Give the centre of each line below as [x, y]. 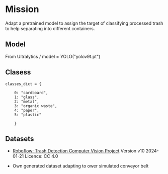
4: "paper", [27, 110]
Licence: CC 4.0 [41, 156]
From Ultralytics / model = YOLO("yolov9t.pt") [53, 56]
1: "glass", [27, 97]
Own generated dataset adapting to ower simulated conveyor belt [80, 166]
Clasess [18, 72]
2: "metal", [27, 102]
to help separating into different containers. [50, 28]
